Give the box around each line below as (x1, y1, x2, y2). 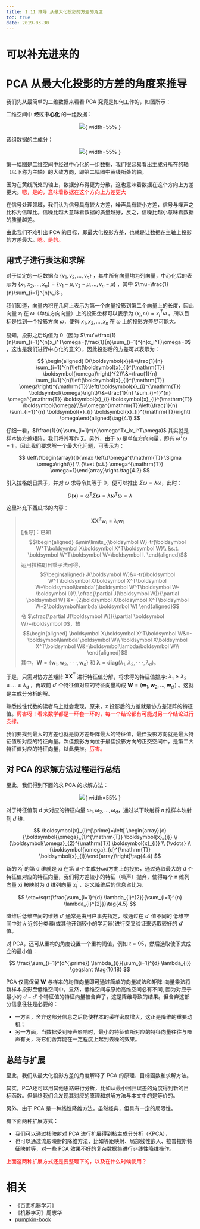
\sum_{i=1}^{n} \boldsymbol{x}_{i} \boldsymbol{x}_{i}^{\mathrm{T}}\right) (9, 408, 191, 416)
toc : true (6, 14, 31, 20)
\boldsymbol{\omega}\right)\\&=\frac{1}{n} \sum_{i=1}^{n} (29, 389, 171, 397)
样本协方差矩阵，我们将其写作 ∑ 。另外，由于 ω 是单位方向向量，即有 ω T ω (6, 434, 187, 442)
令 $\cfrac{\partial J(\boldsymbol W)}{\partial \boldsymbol (20, 613, 165, 620)
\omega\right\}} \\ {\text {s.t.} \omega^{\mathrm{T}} (36, 460, 164, 468)
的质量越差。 (6, 216, 37, 223)
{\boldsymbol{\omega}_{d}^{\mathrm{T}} (49, 846, 151, 853)
